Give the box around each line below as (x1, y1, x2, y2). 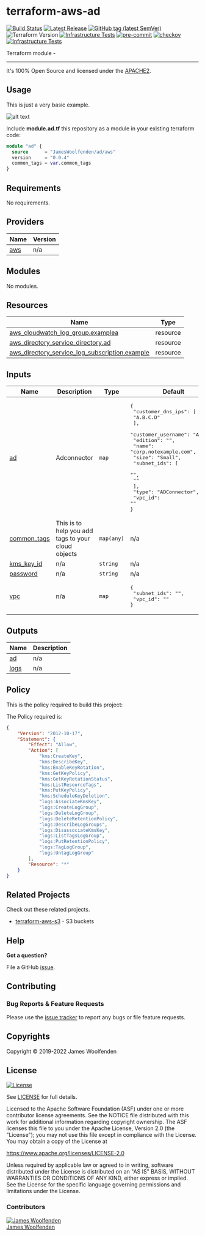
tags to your (56, 534, 90, 543)
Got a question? (6, 952, 48, 959)
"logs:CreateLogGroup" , (38, 804, 99, 811)
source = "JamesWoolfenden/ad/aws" (12, 149, 116, 155)
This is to (56, 519, 82, 528)
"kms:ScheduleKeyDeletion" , (38, 793, 111, 800)
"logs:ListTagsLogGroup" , (38, 833, 105, 839)
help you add (56, 526, 93, 535)
